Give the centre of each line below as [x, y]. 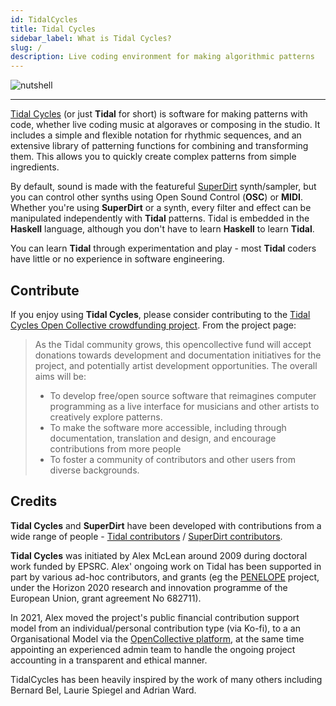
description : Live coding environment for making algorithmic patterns [162, 57]
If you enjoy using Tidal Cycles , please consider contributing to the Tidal [160, 314]
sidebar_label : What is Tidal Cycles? [91, 38]
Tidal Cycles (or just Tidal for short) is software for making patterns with [159, 114]
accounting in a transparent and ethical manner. [109, 660]
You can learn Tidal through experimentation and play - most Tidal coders [163, 248]
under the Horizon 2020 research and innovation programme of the [149, 587]
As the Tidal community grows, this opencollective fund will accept [173, 344]
